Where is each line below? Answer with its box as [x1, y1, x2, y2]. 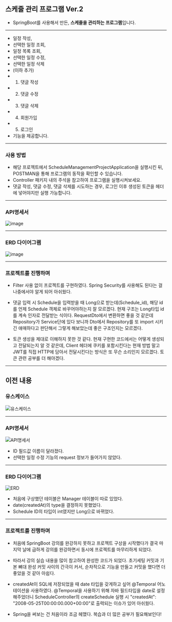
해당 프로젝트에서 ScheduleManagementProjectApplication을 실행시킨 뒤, [12, 164, 164, 170]
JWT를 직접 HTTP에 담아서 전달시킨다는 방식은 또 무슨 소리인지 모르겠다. [12, 349, 159, 355]
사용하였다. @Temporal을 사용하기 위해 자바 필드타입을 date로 [30, 587, 156, 593]
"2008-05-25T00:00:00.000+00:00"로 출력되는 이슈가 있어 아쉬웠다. [12, 600, 155, 606]
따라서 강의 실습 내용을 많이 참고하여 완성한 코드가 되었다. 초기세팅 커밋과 [12, 557, 159, 563]
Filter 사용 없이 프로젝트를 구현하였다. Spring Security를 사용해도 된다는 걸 [12, 282, 163, 288]
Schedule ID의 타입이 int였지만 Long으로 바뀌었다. [12, 508, 115, 514]
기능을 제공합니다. [12, 133, 49, 139]
